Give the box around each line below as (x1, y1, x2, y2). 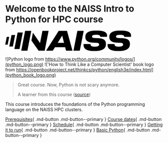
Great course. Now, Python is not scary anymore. (17, 81, 120, 88)
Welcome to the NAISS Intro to (5, 3, 134, 15)
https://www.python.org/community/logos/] (45, 56, 136, 62)
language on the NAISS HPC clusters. (5, 106, 83, 112)
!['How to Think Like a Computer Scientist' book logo (44, 61, 154, 67)
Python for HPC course (5, 14, 104, 25)
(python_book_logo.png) (5, 72, 56, 78)
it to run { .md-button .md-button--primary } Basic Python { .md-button (5, 126, 150, 133)
